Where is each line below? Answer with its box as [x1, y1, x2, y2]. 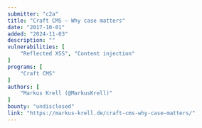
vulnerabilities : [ [7, 43, 65, 50]
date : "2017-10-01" [7, 23, 65, 31]
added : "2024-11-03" [7, 30, 69, 38]
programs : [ [7, 63, 43, 70]
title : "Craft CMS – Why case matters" [7, 17, 126, 24]
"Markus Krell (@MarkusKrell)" [20, 90, 113, 97]
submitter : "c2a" [7, 10, 59, 18]
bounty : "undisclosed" [7, 103, 75, 110]
